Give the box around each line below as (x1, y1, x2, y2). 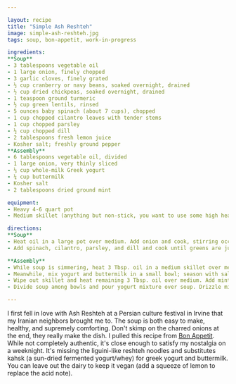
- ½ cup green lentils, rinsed (7, 101, 99, 109)
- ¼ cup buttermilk (7, 173, 65, 180)
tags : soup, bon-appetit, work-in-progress (7, 36, 137, 43)
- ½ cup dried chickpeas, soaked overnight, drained (7, 88, 165, 95)
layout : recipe (7, 16, 52, 23)
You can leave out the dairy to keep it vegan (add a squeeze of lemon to (7, 361, 216, 370)
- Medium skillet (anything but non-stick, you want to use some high (7, 212, 218, 219)
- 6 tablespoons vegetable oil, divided (7, 154, 128, 161)
